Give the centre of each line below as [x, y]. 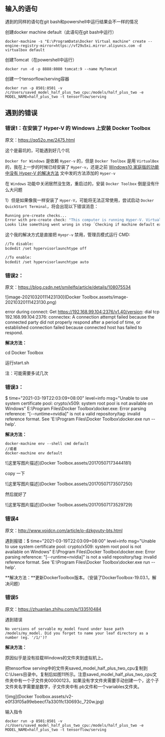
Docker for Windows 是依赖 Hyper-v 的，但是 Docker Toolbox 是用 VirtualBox [82, 161]
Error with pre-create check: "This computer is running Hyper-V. [74, 220]
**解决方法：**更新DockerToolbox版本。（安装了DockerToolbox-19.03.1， [79, 577]
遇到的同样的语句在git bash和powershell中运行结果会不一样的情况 [72, 22]
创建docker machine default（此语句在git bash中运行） [61, 32]
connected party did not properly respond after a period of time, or [73, 322]
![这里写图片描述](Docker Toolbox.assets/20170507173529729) [69, 505]
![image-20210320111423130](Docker [43, 297]
